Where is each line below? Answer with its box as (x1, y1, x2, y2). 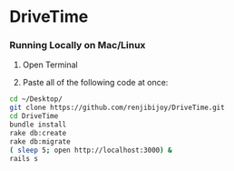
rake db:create (9, 128, 67, 137)
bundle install (9, 120, 67, 129)
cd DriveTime (9, 112, 59, 121)
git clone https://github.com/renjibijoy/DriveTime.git (9, 103, 225, 113)
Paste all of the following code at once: (22, 77, 169, 88)
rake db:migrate (9, 136, 71, 146)
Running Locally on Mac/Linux (9, 39, 146, 52)
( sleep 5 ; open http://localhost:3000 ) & (9, 146, 172, 155)
